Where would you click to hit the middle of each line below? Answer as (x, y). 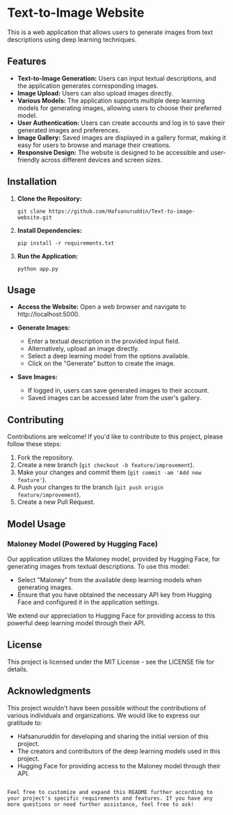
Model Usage (37, 524)
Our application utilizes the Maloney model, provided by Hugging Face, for (114, 558)
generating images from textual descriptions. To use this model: (98, 566)
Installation (32, 182)
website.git (34, 218)
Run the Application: (48, 256)
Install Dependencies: (49, 230)
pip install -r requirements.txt (66, 243)
